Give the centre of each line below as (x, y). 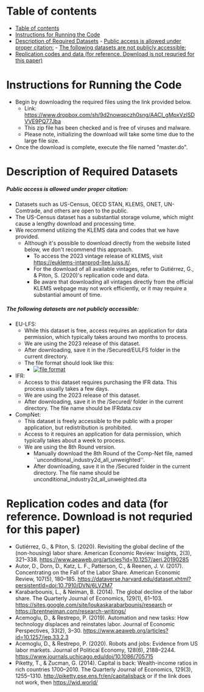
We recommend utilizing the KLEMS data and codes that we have (97, 230)
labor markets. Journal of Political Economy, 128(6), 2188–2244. (95, 650)
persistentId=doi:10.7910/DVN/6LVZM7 (64, 585)
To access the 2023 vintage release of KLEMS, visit (98, 256)
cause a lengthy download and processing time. (75, 224)
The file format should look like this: (69, 363)
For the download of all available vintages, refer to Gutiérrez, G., (114, 269)
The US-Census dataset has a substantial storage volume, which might (104, 217)
